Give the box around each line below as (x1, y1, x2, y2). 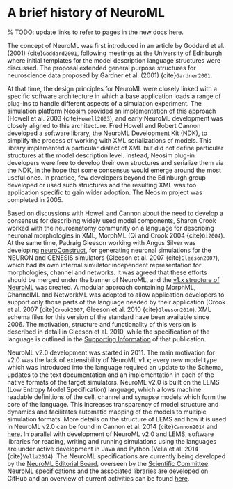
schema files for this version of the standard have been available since (7, 312, 210, 321)
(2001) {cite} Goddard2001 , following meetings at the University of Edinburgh (7, 49, 223, 57)
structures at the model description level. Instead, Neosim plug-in (7, 151, 195, 160)
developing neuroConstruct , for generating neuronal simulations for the (7, 246, 211, 254)
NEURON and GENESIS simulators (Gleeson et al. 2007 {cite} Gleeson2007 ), (7, 253, 220, 262)
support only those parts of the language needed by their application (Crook (7, 297, 226, 306)
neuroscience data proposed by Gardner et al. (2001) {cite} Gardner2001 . (7, 71, 213, 79)
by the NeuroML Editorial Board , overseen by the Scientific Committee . (7, 459, 210, 467)
